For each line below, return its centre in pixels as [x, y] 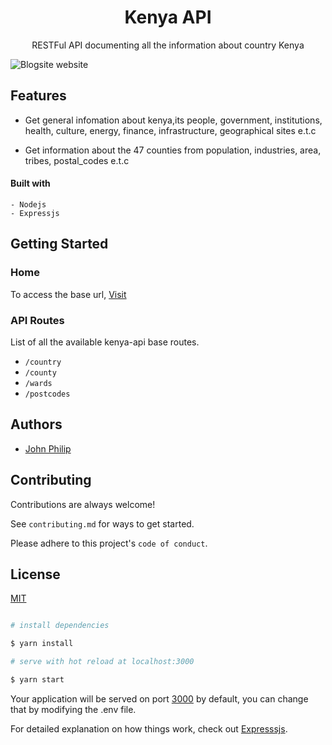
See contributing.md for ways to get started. [102, 523]
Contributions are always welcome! [83, 504]
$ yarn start [37, 680]
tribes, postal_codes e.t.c [77, 160]
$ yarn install [42, 644]
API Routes [37, 320]
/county [40, 372]
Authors [36, 424]
